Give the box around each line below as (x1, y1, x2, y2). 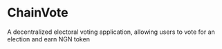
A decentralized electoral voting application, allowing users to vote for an (7, 28, 216, 36)
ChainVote (7, 5, 69, 21)
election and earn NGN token (7, 35, 90, 43)
